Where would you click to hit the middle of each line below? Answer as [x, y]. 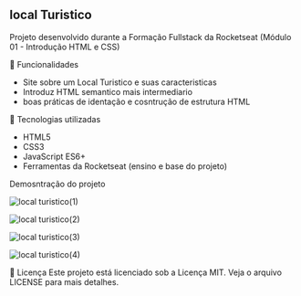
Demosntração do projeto [57, 184]
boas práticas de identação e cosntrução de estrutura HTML [136, 101]
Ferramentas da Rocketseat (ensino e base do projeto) [125, 166]
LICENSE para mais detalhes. [64, 281]
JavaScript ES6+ [54, 156]
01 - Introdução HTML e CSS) [65, 47]
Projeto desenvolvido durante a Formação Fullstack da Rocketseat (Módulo [150, 37]
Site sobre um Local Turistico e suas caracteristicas [119, 82]
